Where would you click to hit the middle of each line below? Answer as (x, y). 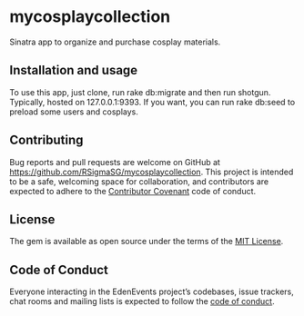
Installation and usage (74, 70)
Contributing (46, 140)
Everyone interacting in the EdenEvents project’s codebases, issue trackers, (152, 291)
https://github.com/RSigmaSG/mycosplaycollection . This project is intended (152, 172)
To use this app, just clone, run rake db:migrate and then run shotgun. (140, 92)
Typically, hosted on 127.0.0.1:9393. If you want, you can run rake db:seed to (152, 102)
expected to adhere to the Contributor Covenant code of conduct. (133, 191)
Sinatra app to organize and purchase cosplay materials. (115, 42)
